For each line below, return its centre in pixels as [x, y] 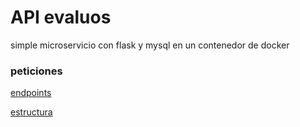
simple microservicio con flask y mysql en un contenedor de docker [150, 45]
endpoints [31, 93]
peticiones [36, 71]
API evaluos [61, 17]
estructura [31, 112]
